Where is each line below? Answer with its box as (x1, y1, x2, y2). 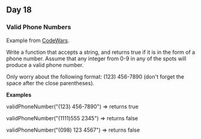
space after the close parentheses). (6, 79, 94, 86)
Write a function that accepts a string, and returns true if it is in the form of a (6, 48, 196, 56)
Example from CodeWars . (6, 36, 70, 44)
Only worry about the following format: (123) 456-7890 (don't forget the (6, 73, 185, 80)
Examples (6, 91, 32, 99)
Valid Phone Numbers (6, 23, 71, 31)
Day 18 (6, 5, 32, 15)
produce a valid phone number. (6, 61, 84, 68)
